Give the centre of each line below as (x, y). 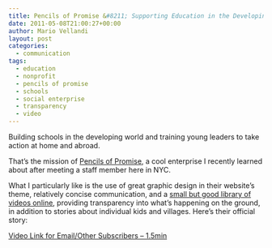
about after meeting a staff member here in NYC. (90, 170)
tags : (17, 62)
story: (18, 220)
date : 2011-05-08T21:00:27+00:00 (65, 24)
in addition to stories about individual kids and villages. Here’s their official (132, 211)
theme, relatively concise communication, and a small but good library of (130, 194)
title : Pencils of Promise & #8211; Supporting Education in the (119, 16)
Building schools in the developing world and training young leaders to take (134, 137)
